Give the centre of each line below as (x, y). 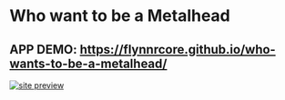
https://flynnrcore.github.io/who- (178, 50)
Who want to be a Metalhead (120, 16)
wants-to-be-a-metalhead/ (88, 63)
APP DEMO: (43, 50)
